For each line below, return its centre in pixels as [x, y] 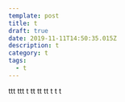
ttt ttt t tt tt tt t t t [35, 91]
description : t [34, 46]
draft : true [28, 31]
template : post [34, 16]
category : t [28, 53]
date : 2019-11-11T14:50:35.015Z [62, 38]
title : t [23, 23]
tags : [17, 61]
